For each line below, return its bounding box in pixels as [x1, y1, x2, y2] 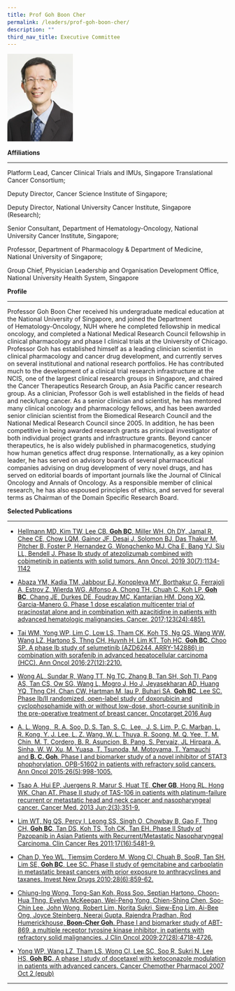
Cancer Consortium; [7, 176, 66, 185]
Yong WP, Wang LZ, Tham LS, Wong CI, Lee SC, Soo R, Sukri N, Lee [17, 947, 213, 955]
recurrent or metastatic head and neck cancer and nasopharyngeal [17, 796, 211, 805]
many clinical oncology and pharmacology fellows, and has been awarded [7, 404, 221, 413]
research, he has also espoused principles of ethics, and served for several [7, 486, 225, 494]
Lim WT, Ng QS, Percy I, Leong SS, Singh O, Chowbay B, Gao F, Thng [17, 817, 218, 826]
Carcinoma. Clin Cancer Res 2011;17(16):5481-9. [17, 839, 156, 847]
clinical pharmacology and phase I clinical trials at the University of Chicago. [7, 337, 228, 346]
